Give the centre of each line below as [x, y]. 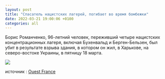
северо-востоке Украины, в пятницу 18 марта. [54, 53]
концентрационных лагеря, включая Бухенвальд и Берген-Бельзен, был [81, 43]
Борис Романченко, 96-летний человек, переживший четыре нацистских [83, 37]
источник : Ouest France [30, 72]
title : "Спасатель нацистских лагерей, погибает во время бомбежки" [77, 14]
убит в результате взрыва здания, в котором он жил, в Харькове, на [77, 48]
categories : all [22, 23]
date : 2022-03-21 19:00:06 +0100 [39, 19]
